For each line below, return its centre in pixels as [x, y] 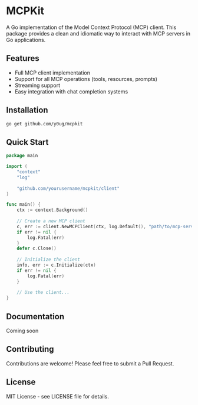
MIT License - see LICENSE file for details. [57, 396]
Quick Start [27, 142]
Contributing [30, 349]
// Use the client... [43, 293]
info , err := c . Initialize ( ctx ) [56, 265]
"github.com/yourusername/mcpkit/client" [68, 188]
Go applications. [26, 40]
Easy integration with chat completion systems [71, 91]
